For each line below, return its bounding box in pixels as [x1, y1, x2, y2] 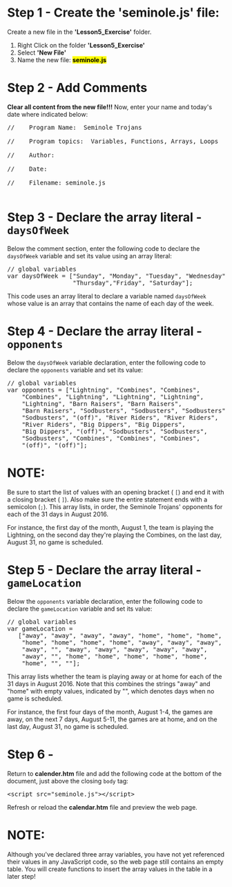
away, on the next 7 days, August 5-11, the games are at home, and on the [7, 715, 217, 723]
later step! [7, 872, 36, 880]
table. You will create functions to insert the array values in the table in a [7, 865, 213, 873]
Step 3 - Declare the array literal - [7, 209, 202, 225]
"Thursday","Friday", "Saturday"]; [72, 278, 193, 287]
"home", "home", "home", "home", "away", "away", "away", [21, 638, 222, 647]
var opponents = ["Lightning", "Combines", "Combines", [7, 385, 200, 394]
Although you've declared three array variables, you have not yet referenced [7, 850, 225, 858]
